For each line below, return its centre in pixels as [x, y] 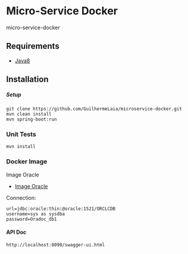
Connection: [21, 197]
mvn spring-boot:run [32, 120]
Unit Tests [21, 134]
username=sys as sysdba [36, 214]
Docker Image [27, 162]
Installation [27, 80]
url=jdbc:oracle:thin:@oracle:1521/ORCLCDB [61, 209]
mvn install [21, 147]
